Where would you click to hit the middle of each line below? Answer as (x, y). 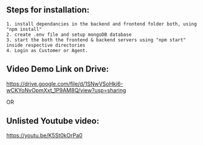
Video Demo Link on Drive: (58, 69)
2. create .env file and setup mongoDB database (69, 35)
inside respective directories (46, 45)
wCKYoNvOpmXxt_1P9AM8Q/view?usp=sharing (66, 90)
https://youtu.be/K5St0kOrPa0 (45, 135)
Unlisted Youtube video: (53, 121)
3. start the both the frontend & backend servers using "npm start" (96, 40)
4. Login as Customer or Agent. (47, 50)
